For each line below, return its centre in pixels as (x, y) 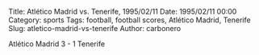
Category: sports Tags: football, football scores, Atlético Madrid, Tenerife (130, 20)
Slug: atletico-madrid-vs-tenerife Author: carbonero (95, 28)
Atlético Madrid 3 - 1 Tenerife (57, 44)
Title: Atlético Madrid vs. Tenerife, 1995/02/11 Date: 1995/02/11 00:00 (123, 12)
